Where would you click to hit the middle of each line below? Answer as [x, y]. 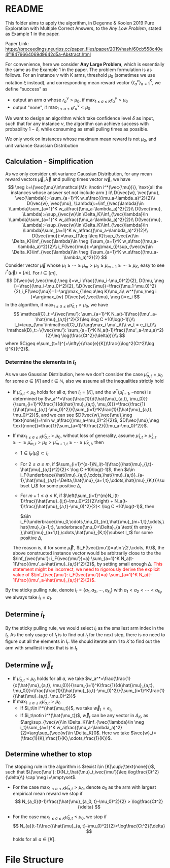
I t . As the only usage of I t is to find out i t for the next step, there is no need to [85, 635]
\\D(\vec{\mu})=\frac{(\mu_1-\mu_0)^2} [116, 286]
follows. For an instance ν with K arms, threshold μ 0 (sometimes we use [80, 75]
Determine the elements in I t [41, 362]
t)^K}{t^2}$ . [18, 349]
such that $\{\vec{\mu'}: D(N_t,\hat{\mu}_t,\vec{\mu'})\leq [66, 772]
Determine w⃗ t [29, 666]
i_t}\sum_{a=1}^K [38, 727]
